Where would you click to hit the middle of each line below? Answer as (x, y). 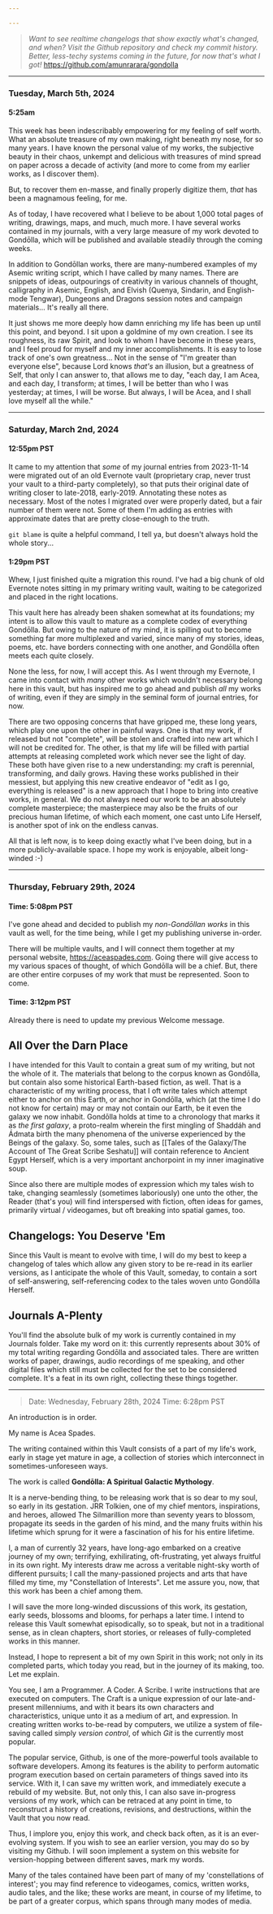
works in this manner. (44, 1641)
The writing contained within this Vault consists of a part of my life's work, (132, 1448)
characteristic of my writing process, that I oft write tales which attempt (128, 1091)
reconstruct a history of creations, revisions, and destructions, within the (130, 1809)
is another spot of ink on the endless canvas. (84, 825)
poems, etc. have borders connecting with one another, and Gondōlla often (134, 647)
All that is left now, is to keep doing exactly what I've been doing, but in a (130, 841)
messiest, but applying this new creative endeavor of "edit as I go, (119, 782)
